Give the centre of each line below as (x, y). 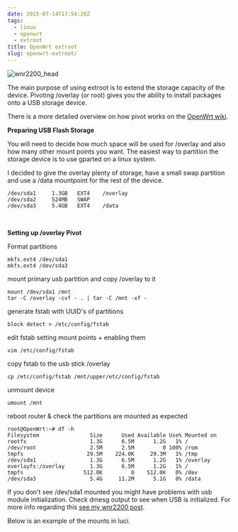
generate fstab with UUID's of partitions (66, 311)
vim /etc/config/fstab (41, 350)
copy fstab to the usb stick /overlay (59, 364)
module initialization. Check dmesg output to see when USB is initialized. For (119, 499)
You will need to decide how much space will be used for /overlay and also (116, 143)
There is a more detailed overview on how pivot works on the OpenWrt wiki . (118, 116)
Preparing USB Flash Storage (51, 130)
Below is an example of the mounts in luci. (69, 521)
